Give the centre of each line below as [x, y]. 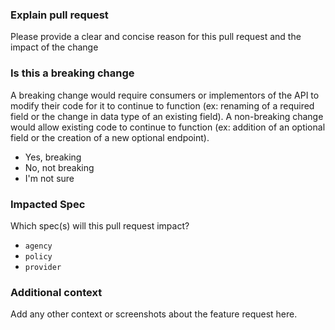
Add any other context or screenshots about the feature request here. [154, 314]
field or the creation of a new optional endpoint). [110, 137]
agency [38, 246]
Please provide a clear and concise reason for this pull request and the [156, 37]
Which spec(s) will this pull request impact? [100, 225]
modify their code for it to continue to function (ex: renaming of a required [162, 105]
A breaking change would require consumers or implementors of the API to [165, 95]
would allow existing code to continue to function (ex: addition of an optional [168, 127]
